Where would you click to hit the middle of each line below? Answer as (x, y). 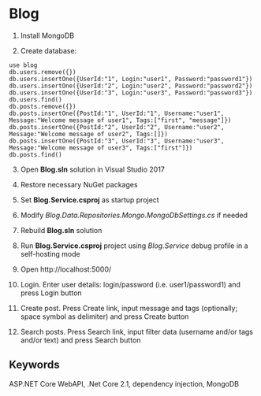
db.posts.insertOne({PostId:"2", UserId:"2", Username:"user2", (117, 127)
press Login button (51, 293)
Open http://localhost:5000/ (66, 269)
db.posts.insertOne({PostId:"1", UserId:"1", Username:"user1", (117, 113)
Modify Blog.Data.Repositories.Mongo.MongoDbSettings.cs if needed (134, 215)
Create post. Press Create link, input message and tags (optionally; (129, 308)
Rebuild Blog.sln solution (61, 230)
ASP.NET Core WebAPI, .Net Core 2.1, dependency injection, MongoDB (124, 383)
